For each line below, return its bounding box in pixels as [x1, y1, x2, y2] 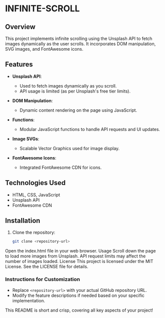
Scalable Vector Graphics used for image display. [19, 145, 120, 151]
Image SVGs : [12, 136, 39, 142]
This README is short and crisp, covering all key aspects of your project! [5, 307, 154, 313]
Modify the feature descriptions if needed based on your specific [12, 292, 145, 298]
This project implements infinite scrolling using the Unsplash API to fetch [5, 35, 153, 41]
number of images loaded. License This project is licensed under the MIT [5, 258, 154, 264]
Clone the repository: [12, 229, 56, 235]
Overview [5, 23, 36, 31]
